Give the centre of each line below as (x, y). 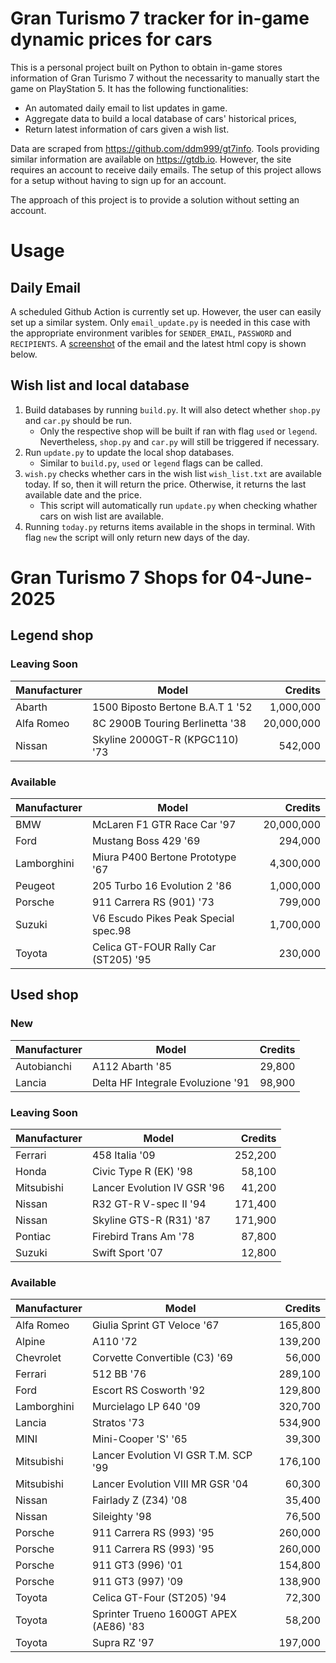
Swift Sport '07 (127, 1252)
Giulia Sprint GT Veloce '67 (155, 1325)
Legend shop (52, 635)
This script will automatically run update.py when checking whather (178, 505)
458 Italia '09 (123, 1155)
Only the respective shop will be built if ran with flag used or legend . (178, 431)
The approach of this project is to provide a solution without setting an (155, 199)
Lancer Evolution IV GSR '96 (158, 1187)
